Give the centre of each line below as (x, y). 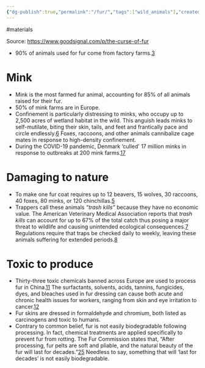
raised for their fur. (39, 101)
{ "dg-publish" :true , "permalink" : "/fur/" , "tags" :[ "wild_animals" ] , (92, 12)
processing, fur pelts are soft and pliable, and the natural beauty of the (104, 345)
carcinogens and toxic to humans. (58, 320)
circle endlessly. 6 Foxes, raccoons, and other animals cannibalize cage (104, 133)
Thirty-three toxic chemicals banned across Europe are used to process (106, 281)
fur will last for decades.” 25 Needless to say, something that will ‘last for (106, 352)
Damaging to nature (57, 177)
